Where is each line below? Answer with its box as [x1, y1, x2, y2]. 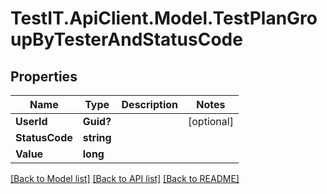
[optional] [188, 115, 234, 128]
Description [121, 98, 178, 111]
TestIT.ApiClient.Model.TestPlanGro [10, 7, 318, 30]
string [82, 131, 112, 144]
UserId [15, 115, 48, 128]
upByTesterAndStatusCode [10, 28, 243, 51]
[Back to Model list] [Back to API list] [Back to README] [10, 173, 240, 184]
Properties [10, 68, 78, 85]
